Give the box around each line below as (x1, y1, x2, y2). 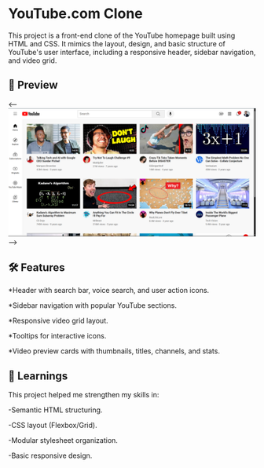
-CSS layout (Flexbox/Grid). (8, 421, 97, 430)
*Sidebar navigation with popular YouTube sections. (8, 301, 177, 310)
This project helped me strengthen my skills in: (8, 390, 159, 400)
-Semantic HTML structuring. (8, 405, 103, 415)
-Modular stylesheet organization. (8, 436, 118, 445)
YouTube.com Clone (8, 5, 143, 23)
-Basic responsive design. (8, 451, 93, 460)
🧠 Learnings (8, 369, 68, 382)
